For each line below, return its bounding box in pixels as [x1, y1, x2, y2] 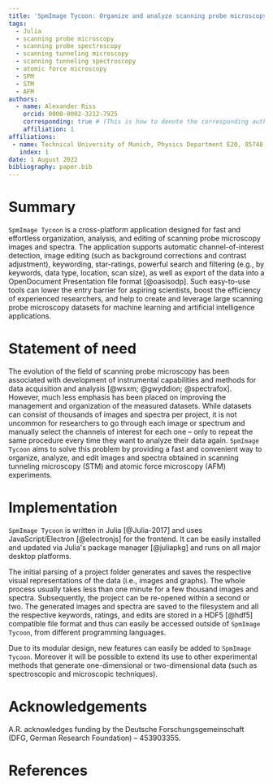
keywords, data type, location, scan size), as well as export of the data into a [8, 268, 265, 278]
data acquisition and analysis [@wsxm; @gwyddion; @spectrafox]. [8, 383, 232, 393]
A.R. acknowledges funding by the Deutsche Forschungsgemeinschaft [8, 724, 245, 734]
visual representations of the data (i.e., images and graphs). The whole [8, 575, 245, 585]
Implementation [8, 499, 118, 517]
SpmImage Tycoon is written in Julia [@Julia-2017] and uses [8, 525, 203, 535]
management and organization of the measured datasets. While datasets [8, 401, 252, 410]
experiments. [8, 470, 53, 479]
